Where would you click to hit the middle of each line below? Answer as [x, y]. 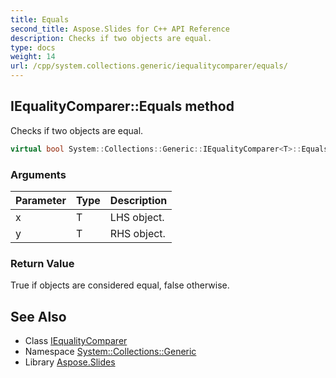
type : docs [33, 47]
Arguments [38, 174]
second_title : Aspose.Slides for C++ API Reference [120, 29]
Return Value [42, 263]
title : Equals [40, 19]
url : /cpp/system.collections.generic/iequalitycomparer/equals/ [149, 66]
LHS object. [137, 217]
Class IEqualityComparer [76, 341]
